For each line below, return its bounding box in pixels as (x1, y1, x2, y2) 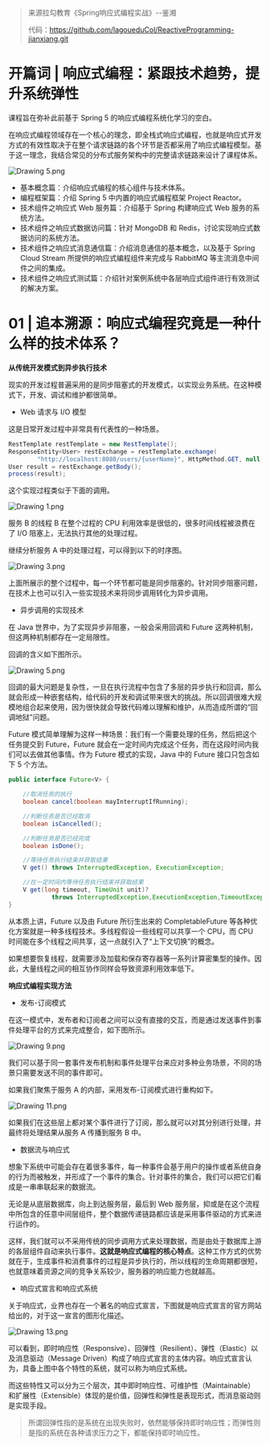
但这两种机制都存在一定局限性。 (8, 632, 114, 642)
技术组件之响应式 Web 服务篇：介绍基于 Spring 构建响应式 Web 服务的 (19, 203, 253, 212)
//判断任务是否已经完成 (22, 834, 90, 842)
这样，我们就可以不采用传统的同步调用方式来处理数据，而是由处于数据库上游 (8, 1236, 262, 1245)
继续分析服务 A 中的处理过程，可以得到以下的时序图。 (8, 545, 186, 555)
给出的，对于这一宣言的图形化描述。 (8, 1311, 129, 1320)
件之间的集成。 (19, 263, 70, 273)
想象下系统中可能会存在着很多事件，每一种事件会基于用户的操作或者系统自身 (8, 1162, 262, 1171)
